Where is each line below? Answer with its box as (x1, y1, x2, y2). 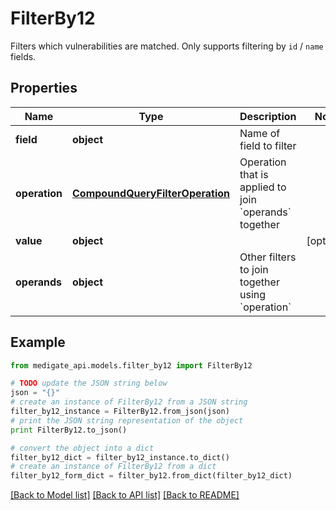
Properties (10, 80, 78, 97)
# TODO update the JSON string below (10, 378, 168, 389)
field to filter (239, 138, 297, 152)
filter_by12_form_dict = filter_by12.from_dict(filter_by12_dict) (10, 471, 293, 481)
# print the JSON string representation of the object (10, 415, 244, 426)
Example (10, 334, 66, 351)
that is (239, 167, 269, 181)
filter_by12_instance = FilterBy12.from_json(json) (10, 407, 230, 417)
